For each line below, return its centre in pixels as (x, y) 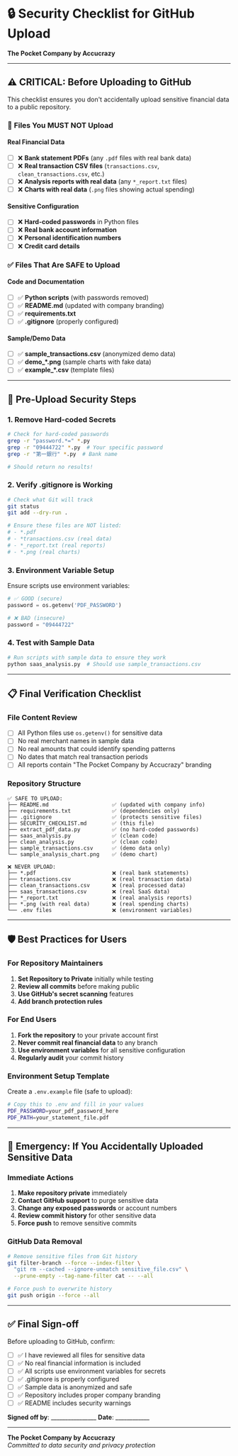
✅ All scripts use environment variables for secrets (92, 1371)
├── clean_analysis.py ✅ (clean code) (83, 842)
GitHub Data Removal (45, 1242)
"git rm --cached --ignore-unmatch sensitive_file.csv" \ (101, 1269)
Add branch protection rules (60, 1001)
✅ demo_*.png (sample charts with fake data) (84, 362)
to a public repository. (39, 106)
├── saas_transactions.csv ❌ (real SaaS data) (89, 891)
